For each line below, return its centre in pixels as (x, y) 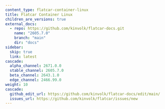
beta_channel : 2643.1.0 (34, 75)
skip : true (21, 52)
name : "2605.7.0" (32, 33)
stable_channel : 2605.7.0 (37, 71)
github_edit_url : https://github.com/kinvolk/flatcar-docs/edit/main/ (85, 94)
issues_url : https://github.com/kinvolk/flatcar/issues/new (74, 98)
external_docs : (21, 24)
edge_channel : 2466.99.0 (36, 80)
